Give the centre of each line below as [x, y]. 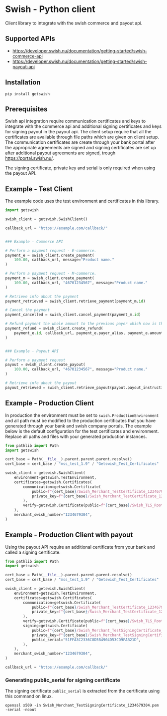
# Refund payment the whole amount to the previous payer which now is [81, 324]
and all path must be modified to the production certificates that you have [80, 420]
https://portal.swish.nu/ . [30, 158]
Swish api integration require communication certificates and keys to [75, 121]
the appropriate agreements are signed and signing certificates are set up [81, 148]
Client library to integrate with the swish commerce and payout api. [74, 23]
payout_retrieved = [25, 387]
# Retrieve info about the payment [42, 296]
